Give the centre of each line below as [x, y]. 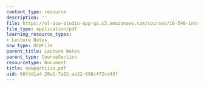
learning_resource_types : [39, 35]
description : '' [27, 18]
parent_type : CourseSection [42, 57]
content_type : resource [36, 12]
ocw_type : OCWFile [29, 46]
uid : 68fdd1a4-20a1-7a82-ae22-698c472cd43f [62, 74]
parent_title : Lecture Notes [43, 51]
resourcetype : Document [36, 62]
